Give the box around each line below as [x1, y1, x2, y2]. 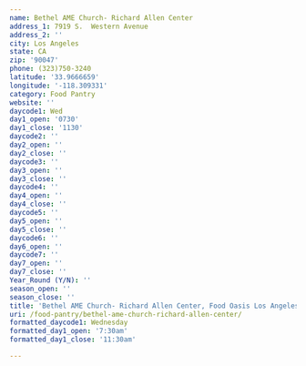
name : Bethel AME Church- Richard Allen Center [9, 13, 194, 23]
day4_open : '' [9, 191, 64, 200]
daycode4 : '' [9, 183, 59, 192]
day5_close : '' [9, 225, 67, 234]
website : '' [9, 97, 55, 107]
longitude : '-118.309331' [9, 81, 107, 90]
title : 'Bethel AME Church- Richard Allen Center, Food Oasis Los [9, 301, 267, 310]
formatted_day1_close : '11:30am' [9, 335, 137, 344]
